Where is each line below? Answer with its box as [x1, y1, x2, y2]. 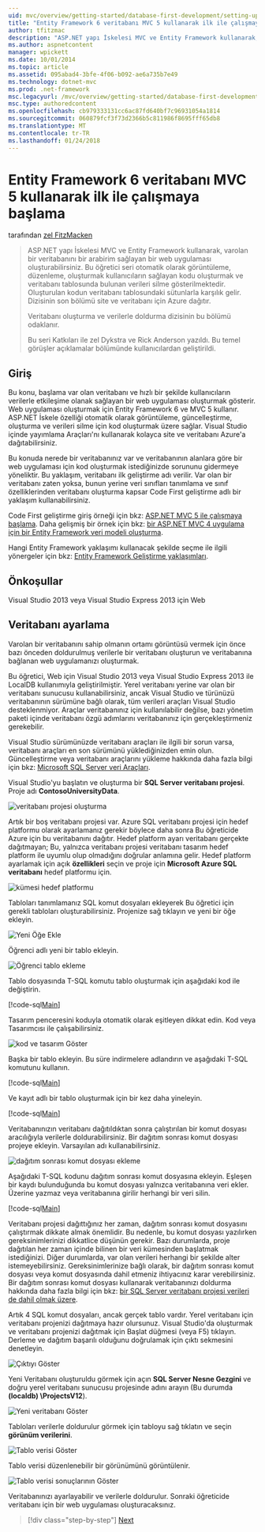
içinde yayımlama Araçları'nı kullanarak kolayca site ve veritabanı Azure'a [8, 430, 246, 439]
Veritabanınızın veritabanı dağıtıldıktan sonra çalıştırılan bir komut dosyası [8, 1124, 247, 1133]
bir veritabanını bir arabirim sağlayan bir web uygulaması [27, 254, 211, 264]
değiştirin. [8, 984, 41, 994]
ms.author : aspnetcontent [8, 41, 93, 49]
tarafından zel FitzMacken [8, 230, 93, 240]
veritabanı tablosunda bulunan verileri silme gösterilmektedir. [27, 279, 226, 289]
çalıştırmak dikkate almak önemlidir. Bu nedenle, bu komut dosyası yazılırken [8, 1227, 257, 1237]
